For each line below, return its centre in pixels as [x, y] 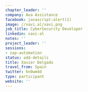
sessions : [16, 48]
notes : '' [16, 39]
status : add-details [27, 57]
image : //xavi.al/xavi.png [34, 24]
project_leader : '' [26, 43]
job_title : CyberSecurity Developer [44, 29]
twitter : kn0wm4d [24, 72]
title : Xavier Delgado [29, 62]
